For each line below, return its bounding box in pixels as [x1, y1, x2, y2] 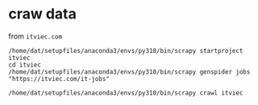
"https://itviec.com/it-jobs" [8, 75, 110, 83]
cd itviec [8, 61, 42, 69]
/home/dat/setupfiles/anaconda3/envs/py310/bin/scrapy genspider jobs [8, 67, 251, 76]
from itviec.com [8, 31, 63, 41]
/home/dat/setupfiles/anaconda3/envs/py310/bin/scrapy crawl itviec [8, 89, 243, 97]
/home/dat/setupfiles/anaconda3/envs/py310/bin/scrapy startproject [8, 46, 243, 55]
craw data [8, 5, 77, 23]
